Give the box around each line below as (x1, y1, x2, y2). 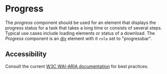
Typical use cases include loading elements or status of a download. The (5, 30, 155, 36)
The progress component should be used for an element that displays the (5, 19, 156, 25)
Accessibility (5, 50, 47, 58)
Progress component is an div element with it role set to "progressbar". (5, 35, 152, 41)
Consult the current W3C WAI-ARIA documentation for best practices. (5, 63, 149, 69)
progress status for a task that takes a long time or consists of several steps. (5, 24, 162, 30)
